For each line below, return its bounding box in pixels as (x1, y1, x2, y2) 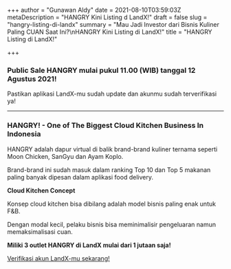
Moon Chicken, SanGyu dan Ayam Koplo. (7, 152, 124, 160)
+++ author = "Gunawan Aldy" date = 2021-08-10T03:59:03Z (7, 6, 181, 14)
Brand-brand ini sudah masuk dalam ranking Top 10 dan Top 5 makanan (7, 165, 211, 174)
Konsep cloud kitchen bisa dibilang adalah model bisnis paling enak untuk (7, 200, 217, 208)
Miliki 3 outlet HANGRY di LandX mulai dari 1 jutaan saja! (7, 241, 171, 249)
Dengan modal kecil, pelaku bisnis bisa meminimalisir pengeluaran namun (7, 220, 217, 228)
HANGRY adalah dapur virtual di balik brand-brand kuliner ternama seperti (7, 144, 218, 153)
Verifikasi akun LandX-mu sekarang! (7, 254, 110, 262)
